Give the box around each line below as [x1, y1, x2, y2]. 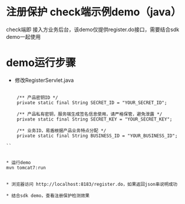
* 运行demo [6, 159, 31, 165]
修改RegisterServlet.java [14, 76, 74, 83]
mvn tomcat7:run [6, 165, 46, 170]
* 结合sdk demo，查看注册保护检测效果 [6, 192, 90, 199]
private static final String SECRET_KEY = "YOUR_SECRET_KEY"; [16, 116, 173, 122]
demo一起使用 [6, 33, 41, 40]
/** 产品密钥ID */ [16, 95, 58, 101]
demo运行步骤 [6, 56, 77, 69]
